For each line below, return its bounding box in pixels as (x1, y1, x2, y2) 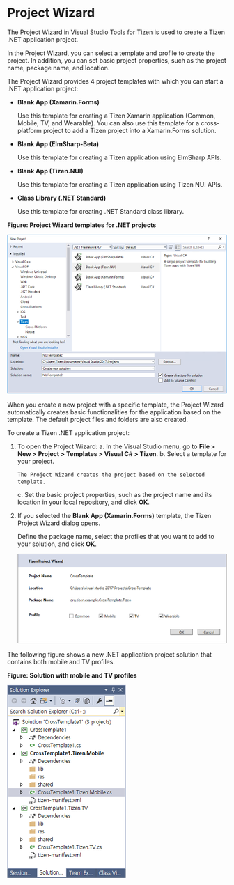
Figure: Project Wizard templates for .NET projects (7, 221, 157, 229)
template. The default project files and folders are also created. (7, 415, 189, 423)
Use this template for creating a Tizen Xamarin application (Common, (17, 111, 216, 120)
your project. (17, 457, 54, 465)
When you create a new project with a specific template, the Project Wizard (7, 400, 224, 409)
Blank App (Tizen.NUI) (17, 166, 84, 175)
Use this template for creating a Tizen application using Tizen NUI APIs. (17, 180, 223, 189)
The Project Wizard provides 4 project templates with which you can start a (7, 77, 224, 85)
